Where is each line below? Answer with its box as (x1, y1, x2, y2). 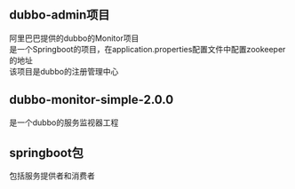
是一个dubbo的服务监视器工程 (9, 117, 119, 128)
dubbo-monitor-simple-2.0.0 (9, 92, 174, 107)
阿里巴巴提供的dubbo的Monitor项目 (9, 33, 140, 43)
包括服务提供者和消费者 (9, 170, 95, 181)
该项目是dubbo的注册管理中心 (9, 66, 119, 76)
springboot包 (9, 146, 84, 161)
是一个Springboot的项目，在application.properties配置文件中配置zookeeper (9, 43, 286, 54)
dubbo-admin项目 (9, 7, 110, 23)
